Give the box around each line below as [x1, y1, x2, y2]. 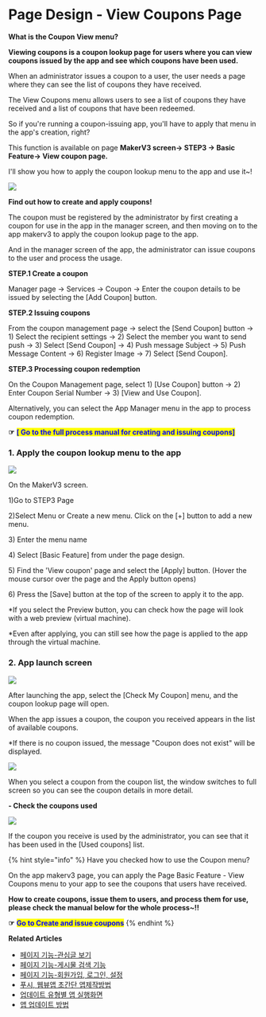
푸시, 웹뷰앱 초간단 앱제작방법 [19, 980, 112, 989]
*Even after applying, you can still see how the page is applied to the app [8, 629, 249, 638]
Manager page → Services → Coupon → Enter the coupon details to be [8, 284, 241, 294]
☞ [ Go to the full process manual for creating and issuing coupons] [8, 427, 236, 437]
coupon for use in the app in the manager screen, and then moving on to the [8, 220, 258, 230]
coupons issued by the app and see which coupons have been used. [8, 56, 239, 65]
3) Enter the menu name [8, 535, 87, 544]
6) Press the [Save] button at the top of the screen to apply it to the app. [8, 590, 245, 599]
